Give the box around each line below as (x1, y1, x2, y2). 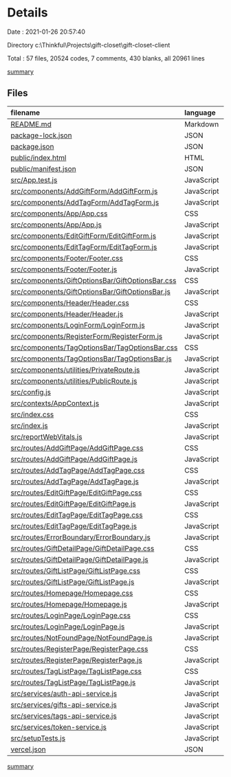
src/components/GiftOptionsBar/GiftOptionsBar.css (10, 275, 177, 285)
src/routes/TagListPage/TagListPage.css (10, 666, 142, 676)
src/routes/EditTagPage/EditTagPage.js (10, 521, 137, 530)
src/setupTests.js (10, 733, 66, 743)
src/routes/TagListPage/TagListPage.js (10, 677, 136, 687)
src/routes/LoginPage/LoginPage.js (10, 622, 125, 631)
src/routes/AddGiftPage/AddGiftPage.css (10, 443, 144, 453)
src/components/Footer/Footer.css (10, 253, 124, 262)
